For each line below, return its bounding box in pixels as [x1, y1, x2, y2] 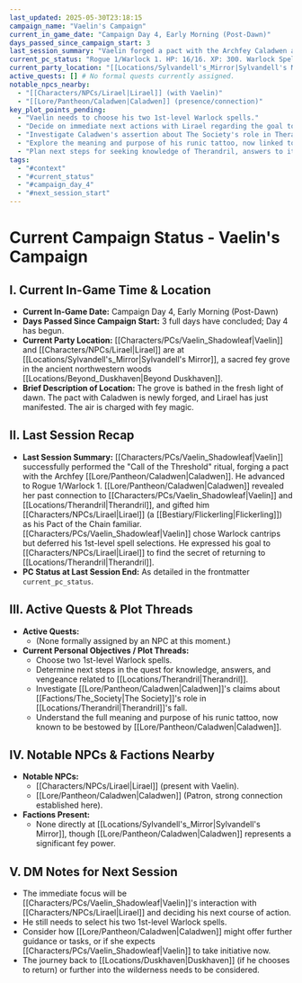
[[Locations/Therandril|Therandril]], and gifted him [22, 499, 209, 510]
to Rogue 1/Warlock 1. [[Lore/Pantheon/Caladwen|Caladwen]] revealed [22, 480, 285, 491]
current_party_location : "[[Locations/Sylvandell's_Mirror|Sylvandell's [9, 64, 288, 73]
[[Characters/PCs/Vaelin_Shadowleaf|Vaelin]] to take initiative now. [22, 945, 271, 956]
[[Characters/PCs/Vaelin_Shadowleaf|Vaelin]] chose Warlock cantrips [22, 528, 281, 539]
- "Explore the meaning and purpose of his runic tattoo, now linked [17, 139, 283, 147]
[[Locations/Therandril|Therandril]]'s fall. [35, 702, 188, 713]
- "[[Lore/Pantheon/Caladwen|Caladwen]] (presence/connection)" [17, 96, 263, 106]
